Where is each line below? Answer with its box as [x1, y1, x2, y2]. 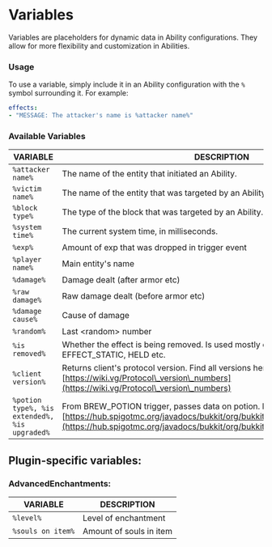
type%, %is [12, 404, 54, 413]
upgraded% [12, 428, 50, 438]
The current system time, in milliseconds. [62, 226, 219, 237]
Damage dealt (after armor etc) [62, 274, 181, 286]
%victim [12, 184, 42, 193]
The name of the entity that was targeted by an [62, 188, 240, 199]
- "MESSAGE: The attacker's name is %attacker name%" [8, 112, 194, 120]
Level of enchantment [82, 512, 166, 524]
